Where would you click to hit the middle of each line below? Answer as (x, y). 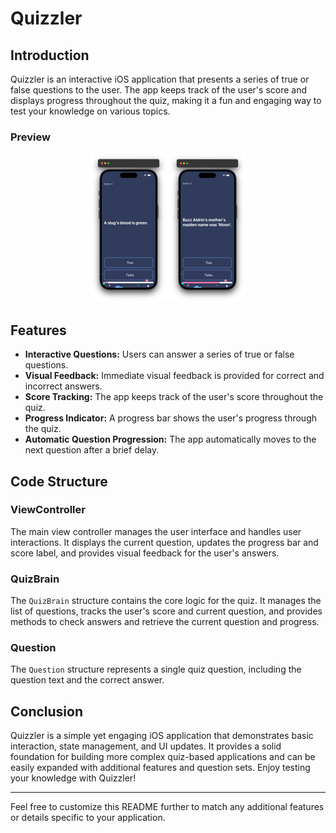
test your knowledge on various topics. (90, 111)
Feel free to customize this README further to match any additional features (167, 807)
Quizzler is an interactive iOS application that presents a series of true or (160, 79)
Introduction (50, 55)
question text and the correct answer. (87, 680)
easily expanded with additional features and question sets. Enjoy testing (160, 768)
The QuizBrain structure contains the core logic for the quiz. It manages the (166, 601)
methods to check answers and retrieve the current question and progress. (165, 622)
